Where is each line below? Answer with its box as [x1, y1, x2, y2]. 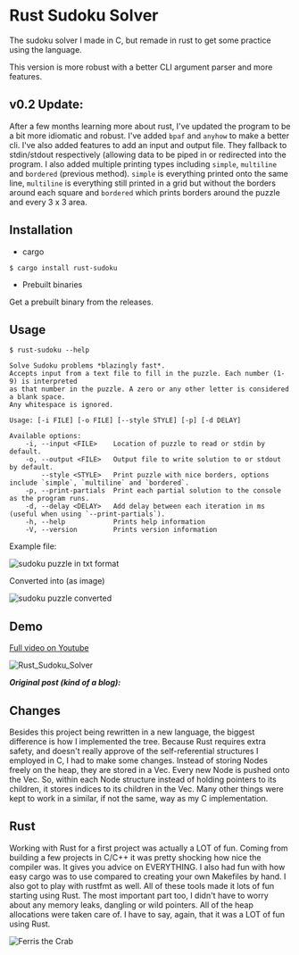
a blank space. [9, 393, 66, 402]
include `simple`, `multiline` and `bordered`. [9, 478, 190, 487]
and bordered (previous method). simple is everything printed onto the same [9, 168, 288, 179]
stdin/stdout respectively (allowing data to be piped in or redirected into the [9, 149, 287, 160]
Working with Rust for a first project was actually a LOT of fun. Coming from [9, 843, 288, 853]
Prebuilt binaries [21, 278, 83, 290]
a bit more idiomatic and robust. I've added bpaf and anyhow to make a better [9, 130, 290, 141]
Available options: [9, 432, 82, 441]
